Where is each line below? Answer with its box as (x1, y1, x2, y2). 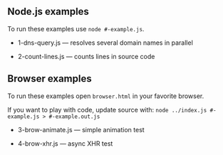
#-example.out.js (48, 113, 100, 120)
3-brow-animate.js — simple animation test (17, 125, 145, 134)
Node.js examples (7, 6, 89, 18)
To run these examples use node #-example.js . (7, 24, 145, 33)
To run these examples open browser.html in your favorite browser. (7, 92, 204, 100)
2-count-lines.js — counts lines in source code (17, 52, 155, 60)
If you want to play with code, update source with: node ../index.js (7, 105, 207, 114)
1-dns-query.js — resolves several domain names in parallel (17, 38, 194, 47)
